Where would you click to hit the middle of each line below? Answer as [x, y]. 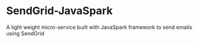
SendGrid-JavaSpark [60, 11]
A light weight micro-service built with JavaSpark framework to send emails [99, 27]
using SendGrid [25, 33]
